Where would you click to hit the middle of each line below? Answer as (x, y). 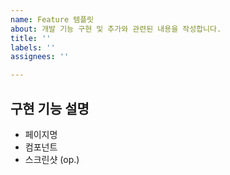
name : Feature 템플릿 (52, 19)
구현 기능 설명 (50, 108)
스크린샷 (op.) (52, 159)
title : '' (31, 38)
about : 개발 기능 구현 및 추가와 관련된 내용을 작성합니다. (116, 29)
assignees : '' (40, 57)
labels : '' (33, 47)
